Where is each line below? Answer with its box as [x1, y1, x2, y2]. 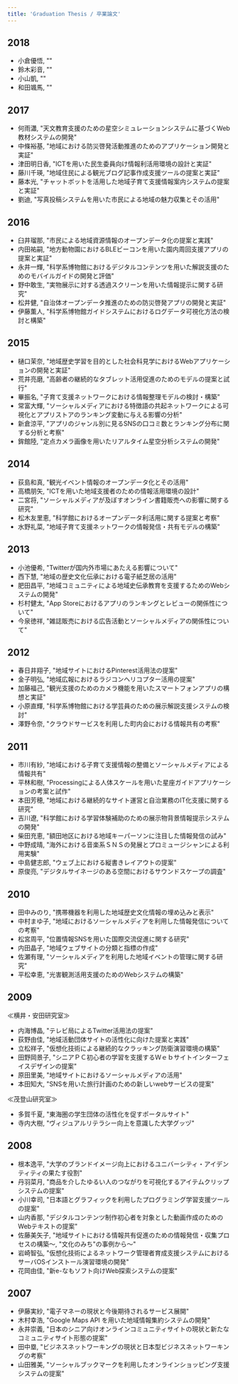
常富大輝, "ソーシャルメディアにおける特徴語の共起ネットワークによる [17, 401, 223, 410]
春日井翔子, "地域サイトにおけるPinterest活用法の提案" [17, 666, 178, 675]
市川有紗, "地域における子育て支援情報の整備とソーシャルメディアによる [17, 761, 229, 769]
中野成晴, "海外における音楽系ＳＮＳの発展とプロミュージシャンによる [17, 840, 224, 849]
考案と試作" [36, 787, 71, 796]
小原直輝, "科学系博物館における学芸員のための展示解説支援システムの [17, 702, 224, 710]
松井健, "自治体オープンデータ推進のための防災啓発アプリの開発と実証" [17, 298, 226, 307]
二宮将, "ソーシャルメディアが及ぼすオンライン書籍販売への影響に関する [17, 495, 229, 504]
